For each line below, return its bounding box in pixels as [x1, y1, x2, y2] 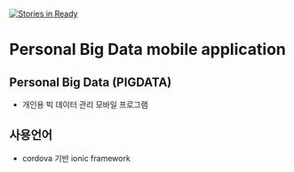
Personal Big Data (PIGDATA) [9, 74, 172, 90]
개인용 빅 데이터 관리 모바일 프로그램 [21, 99, 148, 110]
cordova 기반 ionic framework [21, 152, 131, 163]
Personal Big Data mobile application [9, 40, 286, 59]
